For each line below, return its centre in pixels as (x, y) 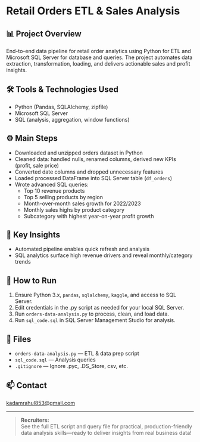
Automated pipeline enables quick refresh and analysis (82, 249)
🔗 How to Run (32, 281)
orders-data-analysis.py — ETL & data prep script (77, 354)
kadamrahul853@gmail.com (41, 403)
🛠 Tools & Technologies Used (62, 90)
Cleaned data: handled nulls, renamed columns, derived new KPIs (96, 159)
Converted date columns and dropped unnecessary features (89, 172)
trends (23, 262)
